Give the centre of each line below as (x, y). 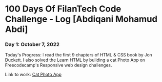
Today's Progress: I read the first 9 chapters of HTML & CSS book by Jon (79, 55)
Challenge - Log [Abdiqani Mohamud (81, 19)
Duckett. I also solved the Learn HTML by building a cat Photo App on (75, 60)
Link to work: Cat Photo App (33, 75)
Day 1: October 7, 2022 (32, 44)
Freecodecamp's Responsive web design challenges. (59, 65)
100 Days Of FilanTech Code (63, 9)
